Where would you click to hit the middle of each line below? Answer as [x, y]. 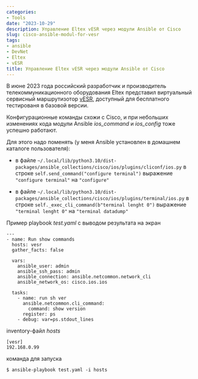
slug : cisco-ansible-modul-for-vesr [53, 35]
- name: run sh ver [42, 298]
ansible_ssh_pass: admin [49, 272]
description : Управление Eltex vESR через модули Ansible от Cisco [94, 29]
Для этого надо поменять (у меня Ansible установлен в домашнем [94, 142]
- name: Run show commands [41, 240]
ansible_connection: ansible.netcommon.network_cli [84, 277]
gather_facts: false [38, 250]
